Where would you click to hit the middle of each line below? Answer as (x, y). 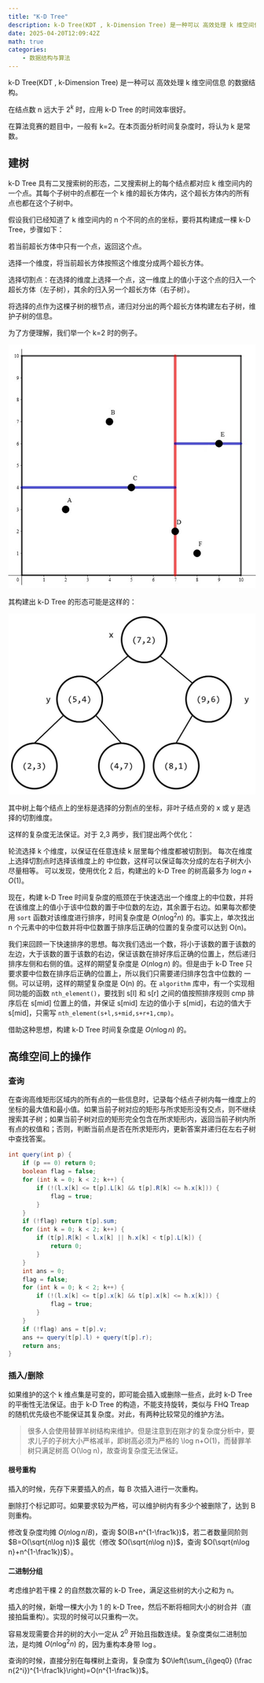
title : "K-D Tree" (38, 17)
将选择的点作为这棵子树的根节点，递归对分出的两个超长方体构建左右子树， (128, 306)
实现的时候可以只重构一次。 (97, 1617)
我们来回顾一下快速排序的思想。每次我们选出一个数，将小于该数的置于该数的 (132, 943)
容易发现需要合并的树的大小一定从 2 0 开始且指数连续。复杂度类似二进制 (124, 1633)
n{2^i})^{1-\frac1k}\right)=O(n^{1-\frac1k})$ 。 (81, 1670)
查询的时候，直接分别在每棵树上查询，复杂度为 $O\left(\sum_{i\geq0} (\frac (130, 1661)
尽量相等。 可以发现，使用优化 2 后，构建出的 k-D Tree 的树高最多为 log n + (130, 871)
